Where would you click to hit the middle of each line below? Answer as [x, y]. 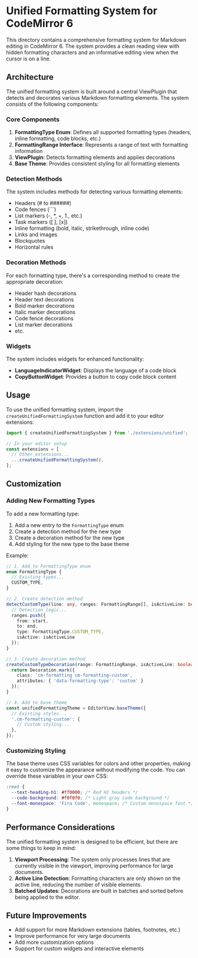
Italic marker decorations [45, 312]
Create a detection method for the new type [68, 531]
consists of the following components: [52, 104]
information [29, 151]
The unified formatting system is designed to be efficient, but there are [92, 842]
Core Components [33, 119]
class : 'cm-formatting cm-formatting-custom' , [75, 676]
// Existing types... [38, 577]
